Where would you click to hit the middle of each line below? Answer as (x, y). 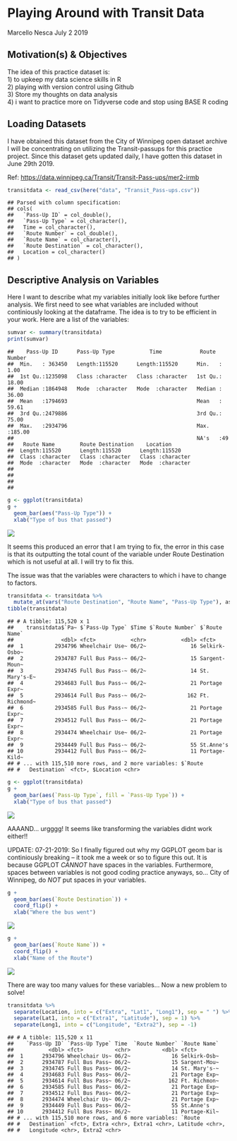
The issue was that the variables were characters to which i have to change (117, 575)
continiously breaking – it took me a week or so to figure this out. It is (108, 857)
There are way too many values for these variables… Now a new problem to (117, 985)
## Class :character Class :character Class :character (99, 457)
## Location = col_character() (56, 252)
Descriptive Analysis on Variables (83, 280)
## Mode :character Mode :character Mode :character (99, 463)
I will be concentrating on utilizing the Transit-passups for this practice (110, 148)
